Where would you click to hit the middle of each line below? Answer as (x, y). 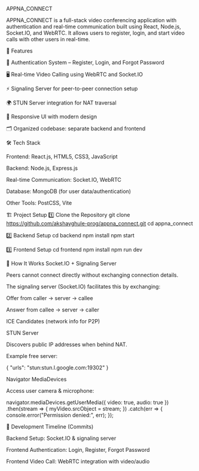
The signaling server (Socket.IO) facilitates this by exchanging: (83, 287)
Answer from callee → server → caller (53, 310)
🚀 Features (19, 51)
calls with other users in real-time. (48, 39)
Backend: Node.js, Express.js (42, 168)
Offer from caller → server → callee (50, 298)
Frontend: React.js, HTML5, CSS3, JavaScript (62, 157)
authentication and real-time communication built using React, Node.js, (94, 27)
